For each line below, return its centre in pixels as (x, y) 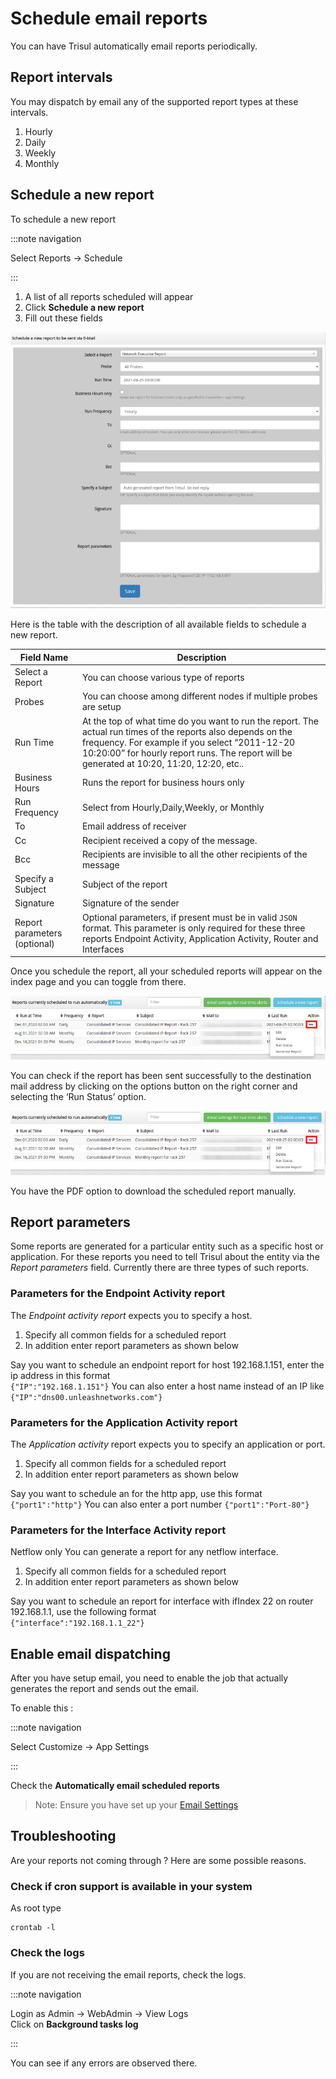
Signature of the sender (130, 903)
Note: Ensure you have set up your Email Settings (136, 1805)
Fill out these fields (63, 318)
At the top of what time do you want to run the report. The (200, 721)
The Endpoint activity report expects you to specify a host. (131, 1315)
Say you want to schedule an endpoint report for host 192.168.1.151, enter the (167, 1364)
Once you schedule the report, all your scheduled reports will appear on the (166, 971)
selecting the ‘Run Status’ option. (78, 1097)
